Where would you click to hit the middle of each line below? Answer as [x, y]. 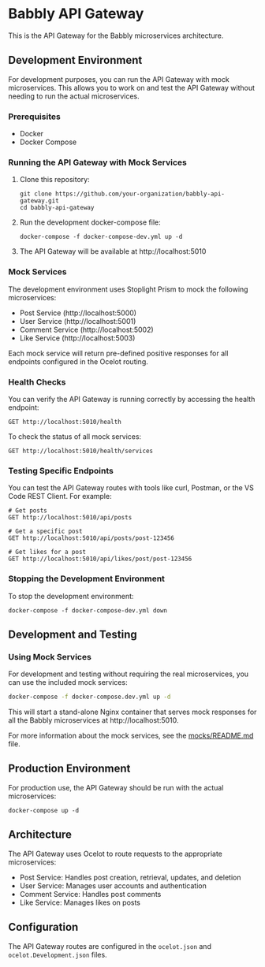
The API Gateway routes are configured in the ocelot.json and [110, 946]
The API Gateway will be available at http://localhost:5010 [113, 251]
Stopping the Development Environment [87, 578]
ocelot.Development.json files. [58, 954]
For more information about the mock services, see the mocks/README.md [131, 736]
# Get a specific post [45, 532]
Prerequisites [34, 117]
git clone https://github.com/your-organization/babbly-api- [122, 194]
